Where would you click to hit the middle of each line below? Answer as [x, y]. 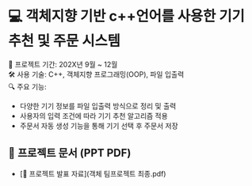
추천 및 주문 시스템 [64, 41]
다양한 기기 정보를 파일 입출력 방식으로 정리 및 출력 [98, 106]
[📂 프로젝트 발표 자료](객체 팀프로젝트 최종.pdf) [93, 173]
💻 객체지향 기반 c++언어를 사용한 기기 [127, 16]
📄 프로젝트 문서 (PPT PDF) [70, 153]
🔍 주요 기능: [27, 86]
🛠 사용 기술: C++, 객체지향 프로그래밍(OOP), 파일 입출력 [96, 74]
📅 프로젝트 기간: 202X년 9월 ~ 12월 [63, 64]
